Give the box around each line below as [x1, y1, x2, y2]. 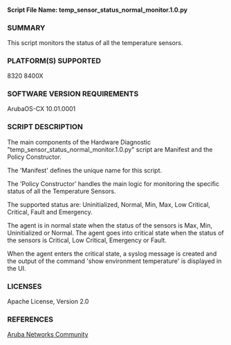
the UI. [7, 264, 26, 272]
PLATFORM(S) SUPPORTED [7, 56, 102, 65]
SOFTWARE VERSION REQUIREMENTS [7, 89, 139, 99]
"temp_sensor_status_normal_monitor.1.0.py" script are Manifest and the [7, 145, 213, 153]
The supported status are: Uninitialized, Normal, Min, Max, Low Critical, [7, 200, 211, 208]
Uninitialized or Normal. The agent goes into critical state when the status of [7, 228, 225, 237]
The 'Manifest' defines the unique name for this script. [7, 166, 163, 174]
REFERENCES [7, 314, 54, 324]
